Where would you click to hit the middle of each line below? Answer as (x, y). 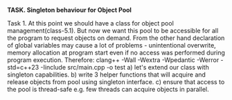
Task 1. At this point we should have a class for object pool (91, 23)
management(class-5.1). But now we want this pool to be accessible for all (113, 31)
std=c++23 (23, 67)
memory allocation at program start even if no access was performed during (116, 52)
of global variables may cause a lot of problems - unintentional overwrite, (111, 45)
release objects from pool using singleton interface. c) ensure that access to (116, 82)
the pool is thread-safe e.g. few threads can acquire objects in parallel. (108, 89)
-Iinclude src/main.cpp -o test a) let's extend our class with (125, 67)
